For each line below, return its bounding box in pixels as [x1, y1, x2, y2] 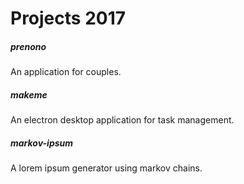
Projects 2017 [10, 7, 127, 30]
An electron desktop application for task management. [10, 114, 235, 126]
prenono [10, 40, 47, 52]
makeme [10, 88, 48, 101]
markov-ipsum [10, 137, 74, 149]
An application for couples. [10, 66, 122, 78]
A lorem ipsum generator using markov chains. [10, 162, 203, 174]
